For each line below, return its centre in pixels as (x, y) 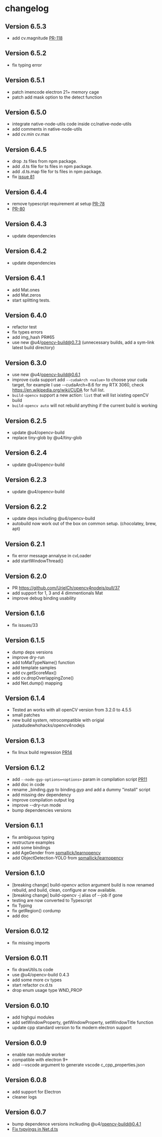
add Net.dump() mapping (37, 683)
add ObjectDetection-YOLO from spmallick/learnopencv (67, 858)
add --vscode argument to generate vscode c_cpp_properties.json (78, 1065)
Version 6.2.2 (26, 507)
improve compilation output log (43, 800)
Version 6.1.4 (25, 698)
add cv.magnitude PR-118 (37, 38)
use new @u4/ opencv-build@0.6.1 (46, 375)
